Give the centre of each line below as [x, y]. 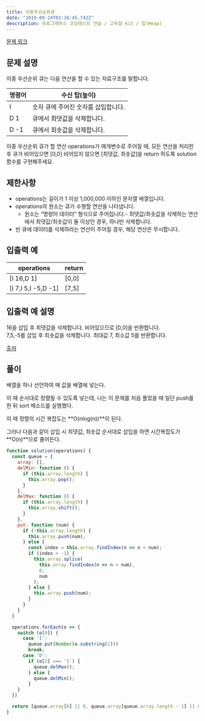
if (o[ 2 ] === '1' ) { [54, 661]
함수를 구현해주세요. [30, 162]
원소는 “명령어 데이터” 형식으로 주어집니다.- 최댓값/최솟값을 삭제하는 [106, 214]
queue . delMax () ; [54, 667]
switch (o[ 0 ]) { [38, 633]
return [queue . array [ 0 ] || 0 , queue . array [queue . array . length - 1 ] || [103, 707]
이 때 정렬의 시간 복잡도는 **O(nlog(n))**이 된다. [65, 419]
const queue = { [32, 457]
